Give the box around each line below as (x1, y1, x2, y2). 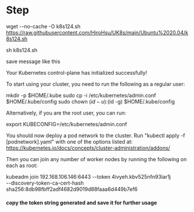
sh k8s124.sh (6, 46, 38, 53)
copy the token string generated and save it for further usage (6, 199, 157, 206)
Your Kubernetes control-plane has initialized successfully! (6, 69, 147, 76)
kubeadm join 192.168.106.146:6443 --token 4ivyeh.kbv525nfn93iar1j (6, 173, 171, 180)
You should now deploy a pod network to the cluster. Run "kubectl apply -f (6, 132, 185, 139)
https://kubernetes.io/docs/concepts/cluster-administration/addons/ (6, 144, 171, 151)
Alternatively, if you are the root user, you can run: (6, 109, 126, 116)
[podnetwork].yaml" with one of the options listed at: (6, 138, 133, 145)
